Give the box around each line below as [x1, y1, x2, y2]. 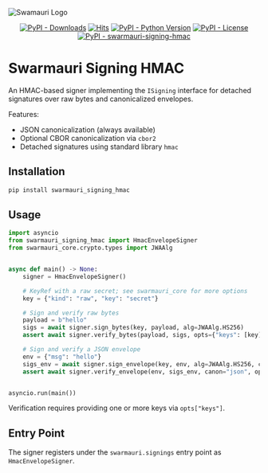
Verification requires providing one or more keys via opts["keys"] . [8, 403, 226, 413]
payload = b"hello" [22, 316, 88, 324]
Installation [8, 165, 65, 178]
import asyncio [8, 229, 59, 237]
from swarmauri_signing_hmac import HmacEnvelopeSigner [8, 236, 198, 244]
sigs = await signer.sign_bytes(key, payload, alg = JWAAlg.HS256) [22, 323, 245, 332]
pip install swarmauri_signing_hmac [8, 186, 130, 194]
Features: [8, 109, 40, 119]
